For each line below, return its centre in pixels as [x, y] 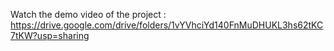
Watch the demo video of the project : [88, 14]
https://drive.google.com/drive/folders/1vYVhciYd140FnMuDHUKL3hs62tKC [167, 25]
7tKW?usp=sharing [50, 35]
